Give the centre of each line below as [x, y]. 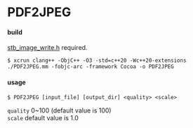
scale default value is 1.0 [43, 117]
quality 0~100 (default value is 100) [59, 110]
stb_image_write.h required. [47, 48]
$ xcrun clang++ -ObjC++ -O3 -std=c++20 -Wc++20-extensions [97, 60]
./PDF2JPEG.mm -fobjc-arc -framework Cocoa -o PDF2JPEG [91, 67]
